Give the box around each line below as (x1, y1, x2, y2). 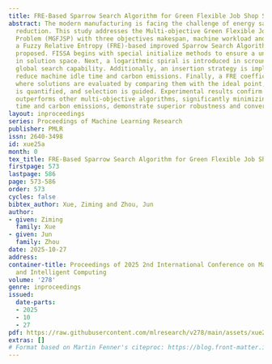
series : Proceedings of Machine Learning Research (8, 118, 183, 126)
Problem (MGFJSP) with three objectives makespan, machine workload (15, 34, 252, 43)
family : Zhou (15, 238, 60, 246)
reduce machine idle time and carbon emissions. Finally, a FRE (15, 72, 237, 80)
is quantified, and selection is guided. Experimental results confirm (15, 87, 263, 96)
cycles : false (8, 192, 57, 201)
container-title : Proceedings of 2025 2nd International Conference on (8, 260, 255, 268)
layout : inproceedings (8, 110, 85, 118)
